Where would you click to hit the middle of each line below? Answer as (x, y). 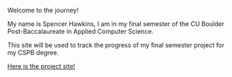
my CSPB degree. (33, 53)
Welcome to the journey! (43, 10)
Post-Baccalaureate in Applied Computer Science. (81, 31)
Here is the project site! (41, 66)
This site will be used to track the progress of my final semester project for (116, 45)
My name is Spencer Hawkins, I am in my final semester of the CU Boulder (116, 24)
